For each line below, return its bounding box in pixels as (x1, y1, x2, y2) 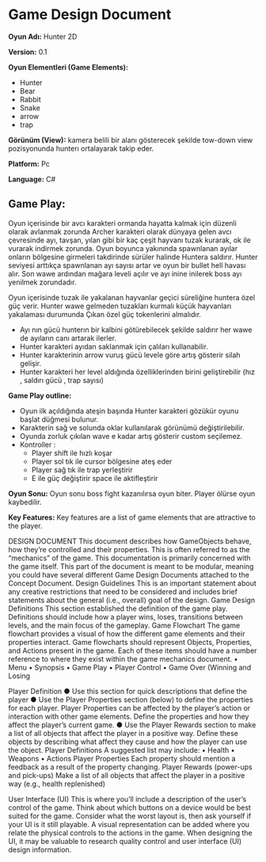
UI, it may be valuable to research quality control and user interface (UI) (8, 836, 242, 845)
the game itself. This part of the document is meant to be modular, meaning (8, 561, 254, 571)
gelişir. (19, 358, 42, 368)
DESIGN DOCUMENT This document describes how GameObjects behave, (8, 536, 252, 546)
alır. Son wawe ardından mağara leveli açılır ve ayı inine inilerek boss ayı (8, 269, 242, 278)
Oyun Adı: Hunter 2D (8, 32, 78, 41)
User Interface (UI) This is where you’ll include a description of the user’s (8, 794, 247, 803)
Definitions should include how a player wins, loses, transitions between (8, 612, 244, 621)
